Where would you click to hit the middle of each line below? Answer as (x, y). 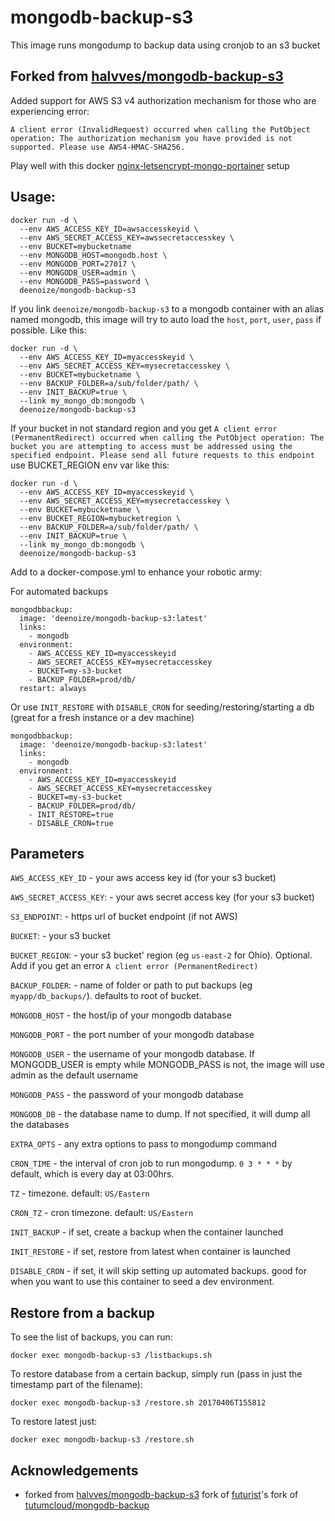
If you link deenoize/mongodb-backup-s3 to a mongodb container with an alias (167, 308)
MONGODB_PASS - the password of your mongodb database (127, 1095)
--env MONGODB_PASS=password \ (84, 281)
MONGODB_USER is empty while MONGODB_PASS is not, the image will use (168, 1065)
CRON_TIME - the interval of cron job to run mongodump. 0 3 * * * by (151, 1163)
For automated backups (59, 591)
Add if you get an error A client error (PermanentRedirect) (134, 966)
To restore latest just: (54, 1422)
